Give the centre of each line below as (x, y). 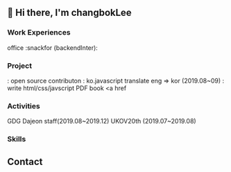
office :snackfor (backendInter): (53, 48)
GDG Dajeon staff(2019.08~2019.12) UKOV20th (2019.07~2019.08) (102, 121)
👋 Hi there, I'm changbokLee (69, 13)
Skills (17, 139)
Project (20, 65)
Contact (25, 161)
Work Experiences (39, 33)
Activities (24, 106)
